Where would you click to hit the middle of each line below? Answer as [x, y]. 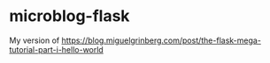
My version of [35, 40]
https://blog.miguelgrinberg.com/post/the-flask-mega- [161, 40]
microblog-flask [69, 16]
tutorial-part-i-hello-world [56, 49]
